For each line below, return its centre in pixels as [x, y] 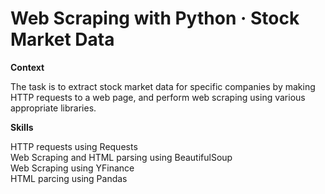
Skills [22, 127]
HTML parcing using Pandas [69, 178]
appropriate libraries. [53, 108]
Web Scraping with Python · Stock [155, 18]
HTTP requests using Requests [74, 146]
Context [27, 67]
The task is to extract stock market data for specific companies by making [163, 86]
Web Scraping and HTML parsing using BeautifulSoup [121, 157]
